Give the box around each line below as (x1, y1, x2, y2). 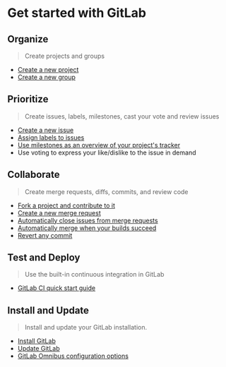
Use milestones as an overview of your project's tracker (17, 140, 181, 149)
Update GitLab (17, 344, 60, 353)
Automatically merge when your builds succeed (17, 224, 157, 232)
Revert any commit (17, 231, 73, 239)
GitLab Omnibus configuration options (17, 351, 129, 361)
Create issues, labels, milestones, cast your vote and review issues (24, 112, 220, 121)
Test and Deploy (7, 252, 81, 264)
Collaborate (7, 169, 60, 181)
